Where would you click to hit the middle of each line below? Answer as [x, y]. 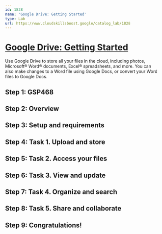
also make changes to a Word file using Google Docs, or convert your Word [81, 71]
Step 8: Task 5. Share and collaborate [63, 209]
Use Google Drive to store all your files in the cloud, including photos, [75, 61]
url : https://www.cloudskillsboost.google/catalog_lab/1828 [68, 23]
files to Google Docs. [26, 77]
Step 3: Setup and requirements [55, 125]
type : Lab [15, 19]
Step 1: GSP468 [29, 92]
